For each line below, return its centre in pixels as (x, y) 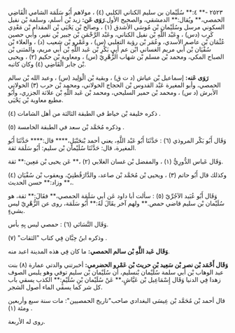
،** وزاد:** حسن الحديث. (41, 182)
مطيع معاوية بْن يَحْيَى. (36, 100)
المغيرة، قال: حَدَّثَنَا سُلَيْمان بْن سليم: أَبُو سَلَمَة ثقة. (72, 148)
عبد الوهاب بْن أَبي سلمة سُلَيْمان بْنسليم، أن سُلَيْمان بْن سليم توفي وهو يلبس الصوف (116, 272)
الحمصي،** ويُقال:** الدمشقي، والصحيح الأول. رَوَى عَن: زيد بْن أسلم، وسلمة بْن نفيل (116, 20)
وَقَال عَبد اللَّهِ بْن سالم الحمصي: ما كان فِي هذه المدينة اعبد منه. (89, 251)
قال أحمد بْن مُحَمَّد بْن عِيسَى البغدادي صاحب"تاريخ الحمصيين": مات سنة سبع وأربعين (117, 301)
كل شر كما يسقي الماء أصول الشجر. (56, 287)
